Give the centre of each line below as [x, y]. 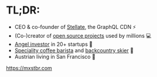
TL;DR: [23, 10]
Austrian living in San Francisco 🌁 [55, 56]
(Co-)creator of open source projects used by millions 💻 [83, 35]
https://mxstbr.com [29, 68]
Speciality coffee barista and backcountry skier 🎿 [74, 50]
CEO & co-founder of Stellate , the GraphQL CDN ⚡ [75, 26]
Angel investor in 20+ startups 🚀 [53, 44]
